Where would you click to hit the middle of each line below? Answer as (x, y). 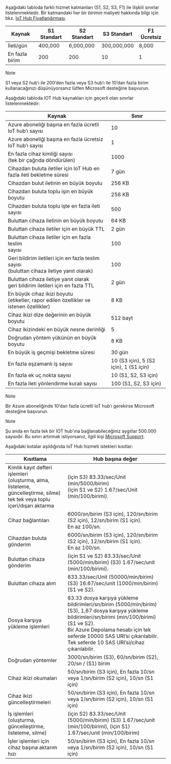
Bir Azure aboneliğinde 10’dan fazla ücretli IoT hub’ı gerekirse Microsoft (80, 406)
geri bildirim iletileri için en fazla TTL (51, 286)
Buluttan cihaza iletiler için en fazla (49, 237)
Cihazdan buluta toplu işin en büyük (50, 191)
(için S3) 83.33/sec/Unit (97, 477)
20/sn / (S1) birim (89, 663)
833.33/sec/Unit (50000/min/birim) (110, 577)
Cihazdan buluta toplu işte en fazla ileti (54, 206)
